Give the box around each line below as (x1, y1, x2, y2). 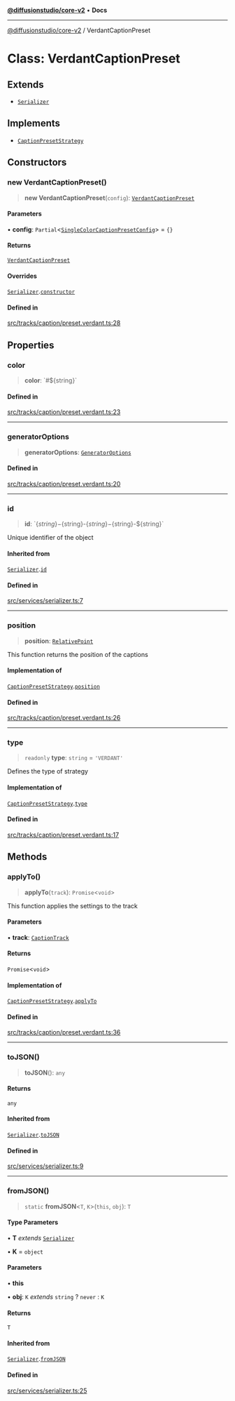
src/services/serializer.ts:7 (7, 597, 84, 605)
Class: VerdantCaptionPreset (7, 51, 180, 67)
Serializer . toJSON (7, 1130, 59, 1139)
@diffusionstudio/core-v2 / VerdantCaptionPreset (7, 26, 151, 34)
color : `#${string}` (24, 376, 78, 385)
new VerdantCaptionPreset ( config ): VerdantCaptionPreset (24, 193, 194, 202)
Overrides (7, 272, 37, 280)
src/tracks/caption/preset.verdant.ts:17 (7, 830, 120, 839)
